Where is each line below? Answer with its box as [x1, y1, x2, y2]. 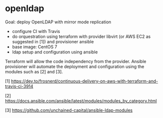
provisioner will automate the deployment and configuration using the [5, 64, 145, 69]
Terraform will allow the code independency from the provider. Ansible [5, 58, 146, 64]
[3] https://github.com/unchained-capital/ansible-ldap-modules [5, 107, 133, 113]
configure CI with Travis [12, 28, 60, 34]
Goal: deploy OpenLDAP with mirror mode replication [5, 19, 111, 25]
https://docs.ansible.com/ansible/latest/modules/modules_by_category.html [5, 98, 157, 103]
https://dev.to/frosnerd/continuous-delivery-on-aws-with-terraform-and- [11, 78, 158, 84]
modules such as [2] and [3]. [5, 68, 63, 74]
